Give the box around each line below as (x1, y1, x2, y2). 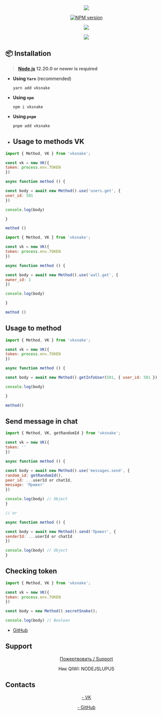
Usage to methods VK (12, 137, 85, 146)
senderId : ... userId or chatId (5, 534, 73, 539)
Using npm (12, 94, 34, 100)
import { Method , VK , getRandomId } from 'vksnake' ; (5, 431, 121, 436)
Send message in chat (5, 417, 78, 426)
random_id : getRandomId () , (5, 473, 63, 478)
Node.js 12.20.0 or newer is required (17, 65, 98, 71)
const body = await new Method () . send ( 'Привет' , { (5, 529, 116, 534)
